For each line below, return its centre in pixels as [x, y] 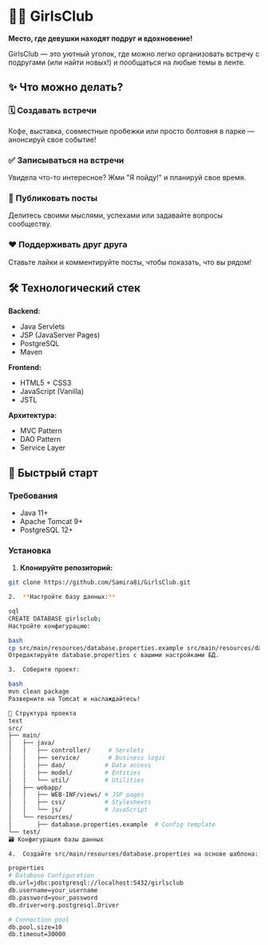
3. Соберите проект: [44, 670]
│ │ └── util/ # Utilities [77, 780]
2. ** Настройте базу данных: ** [62, 597]
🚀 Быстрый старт [53, 472]
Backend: [24, 311]
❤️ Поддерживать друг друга [68, 245]
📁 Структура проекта [43, 713]
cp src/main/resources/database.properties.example [96, 648]
